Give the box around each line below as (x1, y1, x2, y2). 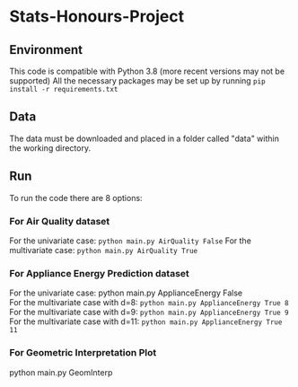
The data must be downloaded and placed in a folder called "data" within (9, 133, 280, 144)
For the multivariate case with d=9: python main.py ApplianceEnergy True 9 (9, 307, 289, 318)
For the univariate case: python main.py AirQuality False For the (9, 235, 251, 246)
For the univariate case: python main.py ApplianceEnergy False (9, 287, 243, 298)
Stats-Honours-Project (9, 6, 185, 27)
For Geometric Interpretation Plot (9, 347, 157, 359)
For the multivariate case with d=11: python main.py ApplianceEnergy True (9, 316, 283, 327)
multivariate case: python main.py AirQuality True (9, 244, 198, 255)
